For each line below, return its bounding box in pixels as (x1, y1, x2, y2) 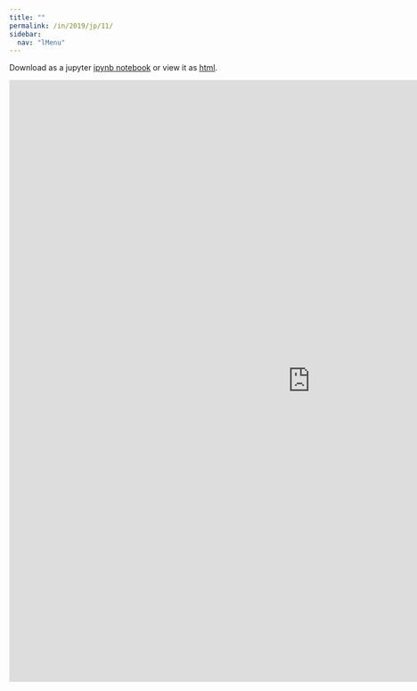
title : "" (9, 12, 46, 22)
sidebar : (9, 29, 42, 38)
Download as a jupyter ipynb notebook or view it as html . (9, 62, 218, 73)
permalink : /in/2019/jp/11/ (9, 21, 114, 30)
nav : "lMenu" (17, 37, 66, 47)
